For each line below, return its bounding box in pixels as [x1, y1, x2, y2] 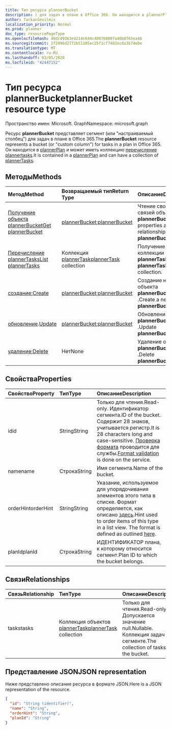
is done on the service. [96, 456, 151, 463]
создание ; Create [8, 290, 49, 297]
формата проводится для [96, 443, 159, 450]
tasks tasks [8, 625, 34, 632]
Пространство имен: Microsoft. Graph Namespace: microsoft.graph [5, 121, 148, 127]
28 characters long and [96, 430, 153, 437]
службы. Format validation [96, 450, 159, 457]
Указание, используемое [96, 479, 159, 486]
